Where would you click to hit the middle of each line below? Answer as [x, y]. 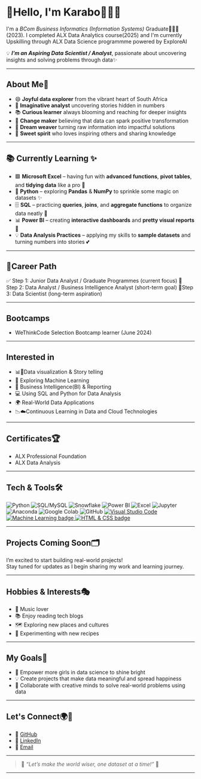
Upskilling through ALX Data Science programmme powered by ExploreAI [97, 41]
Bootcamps [28, 318]
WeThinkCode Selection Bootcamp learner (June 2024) [83, 333]
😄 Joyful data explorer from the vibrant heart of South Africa [91, 99]
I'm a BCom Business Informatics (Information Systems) [75, 29]
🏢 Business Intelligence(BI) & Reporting [63, 387]
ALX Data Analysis [38, 462]
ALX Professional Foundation [51, 456]
